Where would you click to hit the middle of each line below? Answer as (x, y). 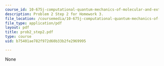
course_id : (16, 9)
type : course (18, 37)
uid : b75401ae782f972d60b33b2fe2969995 (46, 41)
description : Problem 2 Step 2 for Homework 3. (54, 14)
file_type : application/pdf (34, 23)
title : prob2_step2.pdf (29, 32)
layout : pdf (17, 28)
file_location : (20, 18)
